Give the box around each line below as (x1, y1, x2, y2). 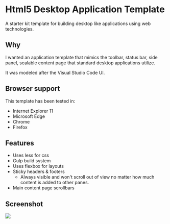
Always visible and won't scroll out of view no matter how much (20, 174, 155, 180)
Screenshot (5, 200, 43, 208)
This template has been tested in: (5, 98, 76, 104)
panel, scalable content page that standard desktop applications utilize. (5, 60, 156, 66)
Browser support (5, 84, 60, 93)
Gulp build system (12, 158, 51, 164)
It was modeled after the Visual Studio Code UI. (5, 69, 105, 76)
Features (5, 139, 34, 147)
